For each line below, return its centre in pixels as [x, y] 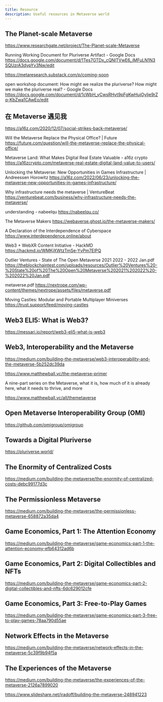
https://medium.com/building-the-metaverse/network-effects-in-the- [74, 648]
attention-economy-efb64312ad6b [40, 548]
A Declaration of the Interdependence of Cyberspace [58, 231]
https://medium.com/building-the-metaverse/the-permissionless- [71, 511]
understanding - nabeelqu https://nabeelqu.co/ [52, 212]
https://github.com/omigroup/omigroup [44, 425]
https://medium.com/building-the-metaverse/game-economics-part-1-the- [80, 543]
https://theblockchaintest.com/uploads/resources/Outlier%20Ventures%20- [81, 265]
